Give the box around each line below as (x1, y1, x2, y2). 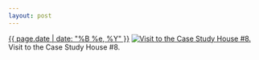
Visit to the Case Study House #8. (8, 42, 121, 52)
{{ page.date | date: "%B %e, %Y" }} (8, 34, 130, 43)
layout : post (8, 11, 52, 20)
